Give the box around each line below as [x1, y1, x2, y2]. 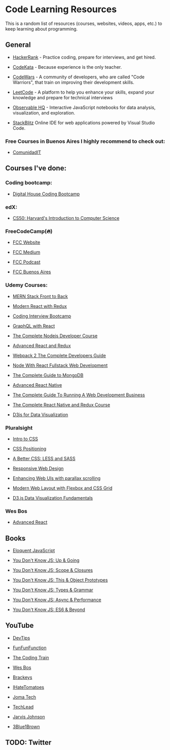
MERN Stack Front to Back [12, 293, 69, 299]
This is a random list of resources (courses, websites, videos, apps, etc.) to [5, 20, 162, 26]
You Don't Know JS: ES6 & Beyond [12, 607, 85, 613]
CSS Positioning [12, 445, 47, 451]
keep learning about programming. [5, 25, 78, 32]
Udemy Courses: [5, 281, 48, 289]
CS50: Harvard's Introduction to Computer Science [12, 215, 120, 221]
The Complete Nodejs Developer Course [12, 332, 98, 339]
